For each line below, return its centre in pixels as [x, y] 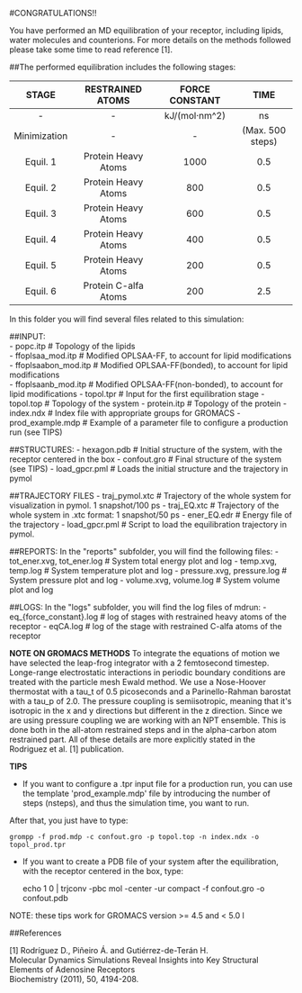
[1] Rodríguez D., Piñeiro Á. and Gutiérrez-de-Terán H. [109, 950]
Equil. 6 [40, 291]
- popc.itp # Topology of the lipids [72, 346]
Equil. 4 [40, 239]
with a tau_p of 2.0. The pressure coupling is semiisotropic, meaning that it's [151, 701]
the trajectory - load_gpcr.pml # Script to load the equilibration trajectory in [148, 524]
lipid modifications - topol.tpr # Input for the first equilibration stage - [137, 394]
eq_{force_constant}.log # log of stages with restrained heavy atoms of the [148, 617]
